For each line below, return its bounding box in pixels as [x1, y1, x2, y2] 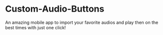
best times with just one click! [5, 24, 66, 30]
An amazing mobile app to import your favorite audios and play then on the [5, 19, 159, 25]
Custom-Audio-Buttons [5, 3, 104, 15]
